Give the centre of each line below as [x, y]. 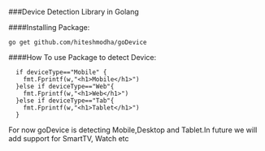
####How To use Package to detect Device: [83, 57]
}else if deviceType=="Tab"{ [65, 101]
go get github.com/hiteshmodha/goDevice [78, 42]
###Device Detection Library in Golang [74, 12]
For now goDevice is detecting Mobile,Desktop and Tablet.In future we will [133, 130]
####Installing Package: [49, 27]
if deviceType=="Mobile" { [61, 72]
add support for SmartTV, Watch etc [69, 138]
